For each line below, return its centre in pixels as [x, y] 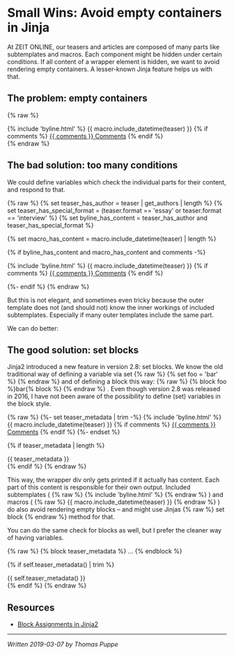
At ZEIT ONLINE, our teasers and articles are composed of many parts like [114, 47]
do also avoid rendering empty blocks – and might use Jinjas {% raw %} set [116, 510]
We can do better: [33, 328]
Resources [31, 607]
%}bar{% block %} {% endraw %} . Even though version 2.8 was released [114, 389]
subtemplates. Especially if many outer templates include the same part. [111, 315]
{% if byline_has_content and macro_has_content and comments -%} [107, 252]
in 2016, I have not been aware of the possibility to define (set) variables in [114, 396]
